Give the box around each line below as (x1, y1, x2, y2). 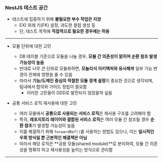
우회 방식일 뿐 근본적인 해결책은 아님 (19, 135, 87, 141)
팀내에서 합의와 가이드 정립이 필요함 (19, 84, 87, 90)
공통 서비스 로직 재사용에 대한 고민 (12, 100, 77, 106)
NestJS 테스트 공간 (5, 4, 48, 11)
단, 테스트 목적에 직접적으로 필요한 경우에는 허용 (19, 28, 110, 34)
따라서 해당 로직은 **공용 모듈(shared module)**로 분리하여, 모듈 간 (19, 141, 149, 146)
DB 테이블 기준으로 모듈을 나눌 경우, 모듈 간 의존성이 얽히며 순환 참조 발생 (19, 53, 157, 59)
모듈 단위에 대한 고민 (12, 43, 51, 49)
